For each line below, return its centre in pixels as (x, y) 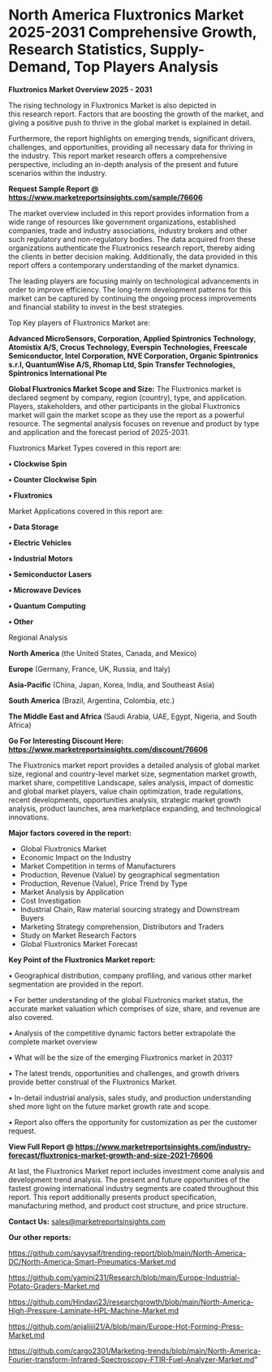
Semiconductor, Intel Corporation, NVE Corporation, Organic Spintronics (133, 355)
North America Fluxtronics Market (126, 15)
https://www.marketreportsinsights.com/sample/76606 (106, 197)
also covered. (31, 1017)
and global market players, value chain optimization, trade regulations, (126, 791)
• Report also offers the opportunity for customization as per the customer (133, 1122)
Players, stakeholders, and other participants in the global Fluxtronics (125, 406)
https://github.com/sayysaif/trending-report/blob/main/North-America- (127, 1253)
